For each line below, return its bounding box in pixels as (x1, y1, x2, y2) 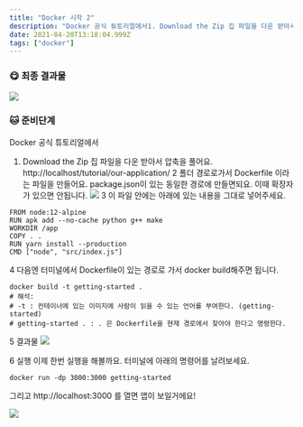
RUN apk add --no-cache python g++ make (9, 216, 164, 225)
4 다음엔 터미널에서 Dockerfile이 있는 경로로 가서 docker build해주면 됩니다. (9, 264, 280, 275)
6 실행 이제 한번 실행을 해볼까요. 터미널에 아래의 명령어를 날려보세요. (9, 355, 250, 366)
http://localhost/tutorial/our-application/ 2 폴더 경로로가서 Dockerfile (22, 167, 273, 178)
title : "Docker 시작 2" (9, 13, 95, 23)
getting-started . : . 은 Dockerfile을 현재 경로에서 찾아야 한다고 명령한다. (17, 319, 287, 328)
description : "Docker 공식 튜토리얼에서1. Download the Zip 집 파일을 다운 (9, 22, 274, 31)
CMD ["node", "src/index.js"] (9, 247, 124, 256)
